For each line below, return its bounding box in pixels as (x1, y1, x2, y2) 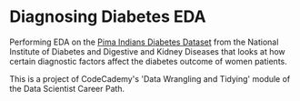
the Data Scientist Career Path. (9, 83, 125, 94)
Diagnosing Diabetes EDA (9, 6, 206, 27)
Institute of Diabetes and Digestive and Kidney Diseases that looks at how (9, 45, 286, 56)
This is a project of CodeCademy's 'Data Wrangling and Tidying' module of (9, 73, 291, 84)
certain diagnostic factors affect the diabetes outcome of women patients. (9, 56, 288, 66)
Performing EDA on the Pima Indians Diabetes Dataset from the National (9, 36, 279, 47)
